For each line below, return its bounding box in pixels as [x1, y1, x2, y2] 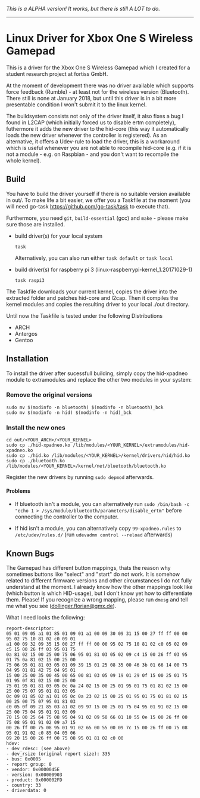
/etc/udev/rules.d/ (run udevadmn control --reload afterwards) [14, 531, 173, 538]
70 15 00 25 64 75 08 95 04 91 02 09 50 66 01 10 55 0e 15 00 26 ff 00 [6, 714, 187, 720]
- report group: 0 [6, 762, 52, 768]
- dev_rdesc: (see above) [6, 746, 70, 752]
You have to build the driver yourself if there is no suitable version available [6, 190, 190, 197]
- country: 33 [6, 782, 42, 788]
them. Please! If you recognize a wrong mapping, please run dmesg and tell [6, 596, 188, 603]
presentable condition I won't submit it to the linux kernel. [6, 101, 147, 108]
